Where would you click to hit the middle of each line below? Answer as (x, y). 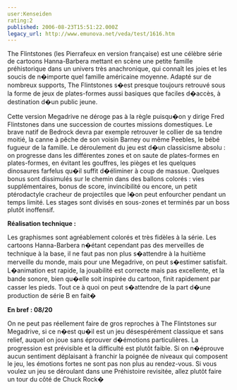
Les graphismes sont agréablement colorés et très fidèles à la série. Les (112, 237)
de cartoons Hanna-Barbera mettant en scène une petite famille (100, 62)
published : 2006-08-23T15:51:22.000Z (63, 27)
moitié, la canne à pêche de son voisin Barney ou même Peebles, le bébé (114, 139)
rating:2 (20, 21)
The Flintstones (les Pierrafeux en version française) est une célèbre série (115, 54)
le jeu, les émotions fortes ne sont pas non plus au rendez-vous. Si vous (112, 364)
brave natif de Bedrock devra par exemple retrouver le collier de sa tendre (115, 132)
